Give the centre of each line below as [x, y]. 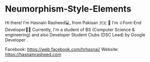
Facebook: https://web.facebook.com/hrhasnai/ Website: [62, 49]
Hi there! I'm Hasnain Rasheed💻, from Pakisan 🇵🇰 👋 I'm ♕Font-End [73, 22]
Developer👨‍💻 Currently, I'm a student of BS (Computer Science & [70, 30]
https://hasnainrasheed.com [33, 54]
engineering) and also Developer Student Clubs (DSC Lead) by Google [75, 34]
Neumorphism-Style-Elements [68, 9]
